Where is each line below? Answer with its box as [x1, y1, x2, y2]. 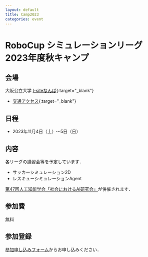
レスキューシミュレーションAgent [12, 176, 82, 181]
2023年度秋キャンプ [5, 52, 89, 63]
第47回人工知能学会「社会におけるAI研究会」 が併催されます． [5, 186, 133, 192]
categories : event [5, 16, 43, 21]
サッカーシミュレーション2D [12, 169, 71, 175]
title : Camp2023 [5, 12, 39, 17]
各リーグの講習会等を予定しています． [5, 159, 84, 165]
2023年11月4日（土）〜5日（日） [12, 128, 81, 135]
